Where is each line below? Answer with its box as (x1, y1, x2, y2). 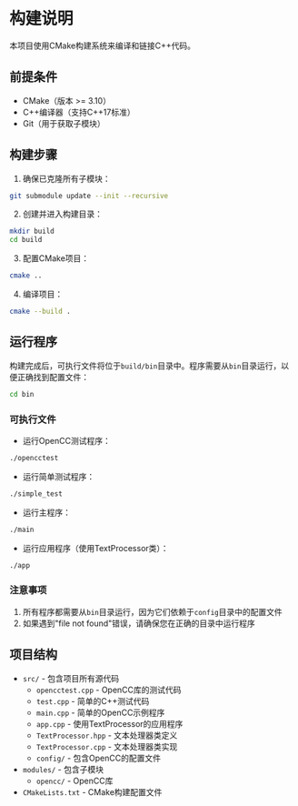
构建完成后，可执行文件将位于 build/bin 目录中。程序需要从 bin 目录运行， (9, 360, 282, 371)
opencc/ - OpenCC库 (35, 775, 114, 786)
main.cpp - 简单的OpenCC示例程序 (35, 707, 165, 718)
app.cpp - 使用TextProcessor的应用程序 (35, 718, 184, 729)
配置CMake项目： (22, 253, 90, 264)
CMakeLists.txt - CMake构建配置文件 (22, 786, 163, 797)
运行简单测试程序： (22, 470, 95, 482)
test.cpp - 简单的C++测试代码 (35, 695, 150, 706)
